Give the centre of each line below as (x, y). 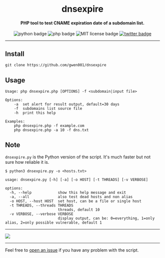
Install (15, 54)
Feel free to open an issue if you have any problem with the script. (72, 250)
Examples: (15, 122)
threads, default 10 (79, 209)
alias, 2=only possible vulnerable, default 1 (54, 222)
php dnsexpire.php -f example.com (49, 126)
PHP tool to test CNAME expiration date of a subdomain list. (82, 23)
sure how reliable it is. (27, 162)
